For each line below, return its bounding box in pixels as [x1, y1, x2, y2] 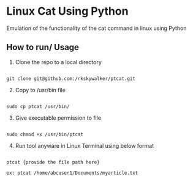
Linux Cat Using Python [6, 4, 129, 18]
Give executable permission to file [15, 114, 102, 122]
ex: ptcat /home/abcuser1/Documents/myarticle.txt [6, 170, 138, 176]
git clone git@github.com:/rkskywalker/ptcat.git [6, 75, 136, 82]
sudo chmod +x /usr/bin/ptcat [6, 131, 84, 137]
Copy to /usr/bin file [15, 86, 66, 93]
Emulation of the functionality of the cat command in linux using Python [6, 24, 187, 32]
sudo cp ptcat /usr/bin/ [6, 103, 70, 109]
